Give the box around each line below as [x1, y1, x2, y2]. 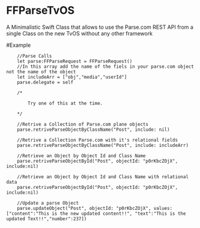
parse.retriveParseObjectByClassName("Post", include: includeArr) [17, 142, 189, 148]
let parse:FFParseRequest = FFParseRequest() [17, 58, 133, 64]
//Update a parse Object [17, 200, 79, 206]
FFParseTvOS [6, 4, 75, 17]
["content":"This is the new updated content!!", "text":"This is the [6, 211, 186, 217]
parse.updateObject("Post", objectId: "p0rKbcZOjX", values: [17, 205, 172, 211]
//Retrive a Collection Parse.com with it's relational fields [17, 137, 178, 143]
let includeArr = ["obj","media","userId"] [17, 74, 128, 80]
